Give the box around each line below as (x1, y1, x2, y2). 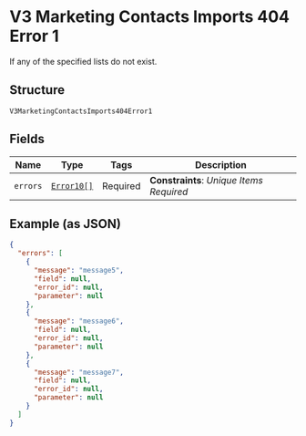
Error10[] (51, 181, 94, 191)
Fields (9, 131, 46, 147)
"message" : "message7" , (33, 368, 125, 377)
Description (194, 158, 248, 171)
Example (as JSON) (9, 216, 121, 232)
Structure (9, 82, 66, 98)
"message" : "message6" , (33, 317, 125, 326)
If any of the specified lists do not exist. (9, 56, 158, 67)
